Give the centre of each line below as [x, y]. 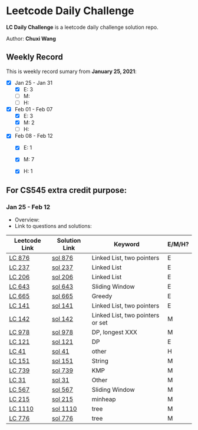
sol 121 [63, 342]
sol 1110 [65, 409]
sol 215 [63, 399]
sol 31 [61, 380]
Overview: [27, 220]
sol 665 [63, 296]
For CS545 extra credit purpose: [67, 190]
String [100, 361]
